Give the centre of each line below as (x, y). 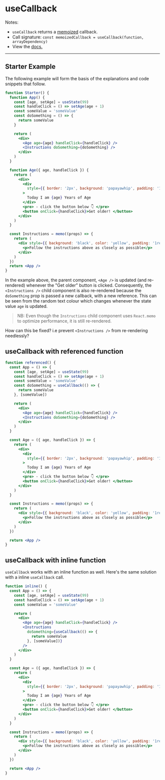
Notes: (12, 22)
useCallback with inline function (55, 560)
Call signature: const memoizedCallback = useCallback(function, (78, 37)
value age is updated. (27, 306)
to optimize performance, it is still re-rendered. (64, 321)
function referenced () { (30, 363)
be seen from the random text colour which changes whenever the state (78, 301)
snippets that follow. (25, 84)
